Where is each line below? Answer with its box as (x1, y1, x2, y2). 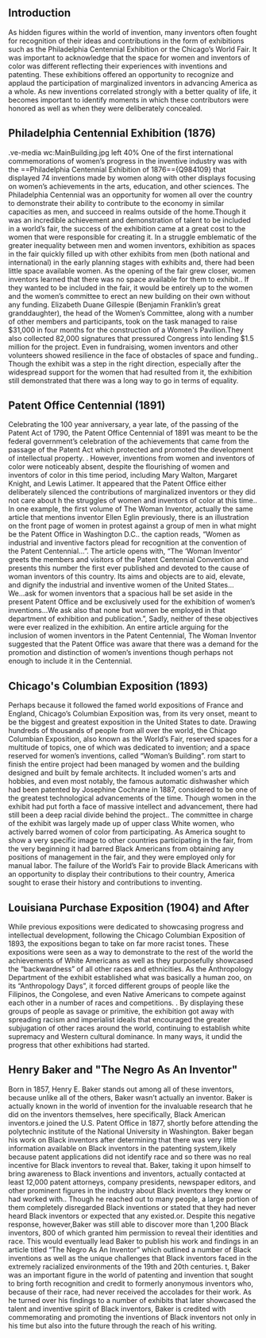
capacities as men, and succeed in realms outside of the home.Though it (8, 207, 246, 216)
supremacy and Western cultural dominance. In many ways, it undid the (8, 1032, 243, 1041)
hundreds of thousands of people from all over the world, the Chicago (8, 726, 237, 735)
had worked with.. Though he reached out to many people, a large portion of (8, 1194, 259, 1204)
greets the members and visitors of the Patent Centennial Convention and (8, 555, 249, 564)
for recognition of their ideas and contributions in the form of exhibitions (8, 36, 245, 45)
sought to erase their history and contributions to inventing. (8, 878, 202, 887)
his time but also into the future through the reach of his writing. (8, 1321, 217, 1330)
